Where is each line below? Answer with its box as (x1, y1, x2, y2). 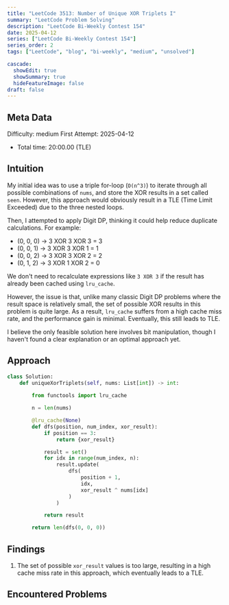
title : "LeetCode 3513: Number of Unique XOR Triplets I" (7, 10, 176, 17)
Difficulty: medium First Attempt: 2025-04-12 (7, 130, 135, 138)
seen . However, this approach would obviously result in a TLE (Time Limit (7, 195, 213, 204)
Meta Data (7, 111, 53, 123)
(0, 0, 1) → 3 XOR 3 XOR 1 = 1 (16, 244, 99, 252)
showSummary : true (13, 73, 67, 80)
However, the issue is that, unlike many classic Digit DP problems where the (7, 292, 221, 300)
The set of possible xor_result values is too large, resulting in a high (16, 562, 211, 569)
